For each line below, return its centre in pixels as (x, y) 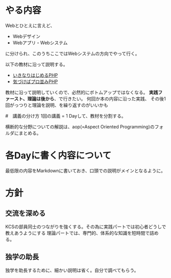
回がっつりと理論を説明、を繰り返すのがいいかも (57, 105)
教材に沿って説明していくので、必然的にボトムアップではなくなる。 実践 (82, 92)
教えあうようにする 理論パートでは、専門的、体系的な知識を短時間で (78, 233)
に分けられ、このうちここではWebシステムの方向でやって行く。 (72, 53)
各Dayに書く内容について (58, 156)
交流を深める (26, 214)
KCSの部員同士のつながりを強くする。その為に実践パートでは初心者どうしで (86, 227)
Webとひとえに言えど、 (30, 25)
